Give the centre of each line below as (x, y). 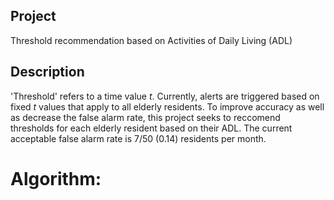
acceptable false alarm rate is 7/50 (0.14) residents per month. (138, 138)
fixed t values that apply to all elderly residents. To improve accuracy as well (167, 106)
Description (47, 72)
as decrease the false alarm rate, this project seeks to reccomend (145, 117)
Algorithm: (56, 178)
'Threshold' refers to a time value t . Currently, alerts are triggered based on (165, 96)
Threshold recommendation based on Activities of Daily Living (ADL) (151, 40)
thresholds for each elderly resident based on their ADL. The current (151, 128)
